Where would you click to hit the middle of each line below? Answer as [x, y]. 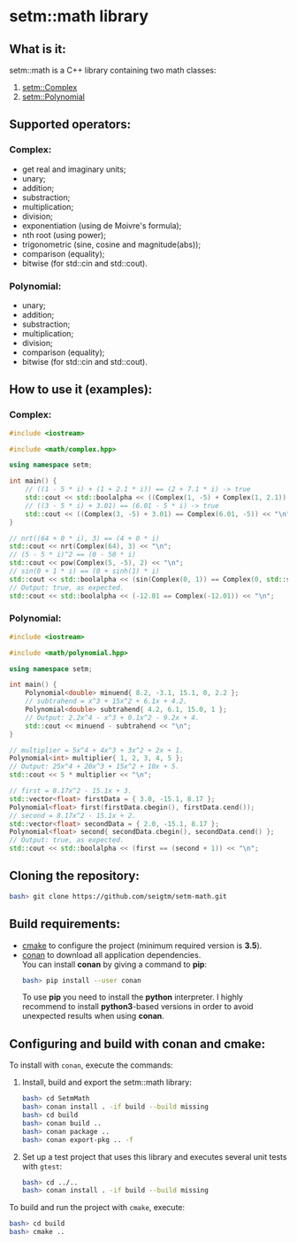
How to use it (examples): [81, 390]
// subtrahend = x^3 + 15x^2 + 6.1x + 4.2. [107, 701]
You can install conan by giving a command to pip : [114, 964]
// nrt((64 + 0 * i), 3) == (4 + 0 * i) [85, 538]
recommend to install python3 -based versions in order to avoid [137, 1007]
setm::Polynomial [53, 97]
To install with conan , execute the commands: [91, 1065]
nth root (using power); [64, 235]
